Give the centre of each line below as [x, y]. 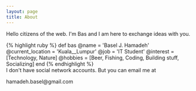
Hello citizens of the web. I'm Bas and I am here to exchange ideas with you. [98, 33]
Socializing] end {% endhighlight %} [50, 64]
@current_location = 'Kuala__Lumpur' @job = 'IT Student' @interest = [90, 51]
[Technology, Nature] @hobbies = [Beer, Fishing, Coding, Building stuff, [92, 58]
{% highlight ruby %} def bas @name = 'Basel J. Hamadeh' [78, 45]
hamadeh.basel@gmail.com [40, 81]
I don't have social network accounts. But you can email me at [81, 70]
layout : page [22, 11]
